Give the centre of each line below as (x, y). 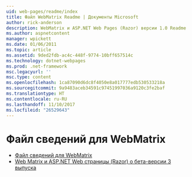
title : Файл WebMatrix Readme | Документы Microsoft (72, 17)
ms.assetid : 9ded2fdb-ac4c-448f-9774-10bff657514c (70, 55)
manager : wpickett (29, 39)
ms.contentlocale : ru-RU (37, 99)
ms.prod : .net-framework (37, 66)
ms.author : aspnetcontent (38, 34)
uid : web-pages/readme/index (42, 11)
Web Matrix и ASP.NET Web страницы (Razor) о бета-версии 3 (93, 162)
